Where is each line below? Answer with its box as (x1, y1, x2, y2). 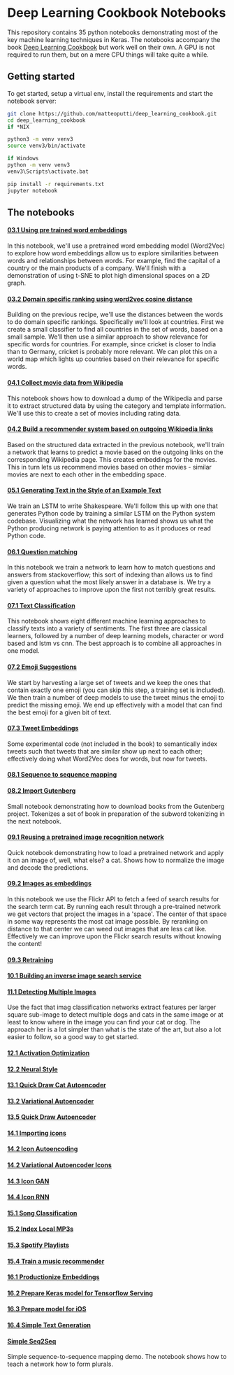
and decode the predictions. (7, 863, 89, 872)
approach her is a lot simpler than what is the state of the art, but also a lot (7, 1025, 221, 1034)
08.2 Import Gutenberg (7, 786, 76, 795)
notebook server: (7, 97, 57, 105)
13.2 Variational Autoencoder (7, 1097, 94, 1105)
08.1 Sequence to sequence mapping (7, 770, 117, 779)
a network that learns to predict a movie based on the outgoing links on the (7, 448, 224, 456)
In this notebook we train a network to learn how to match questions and (7, 563, 216, 572)
